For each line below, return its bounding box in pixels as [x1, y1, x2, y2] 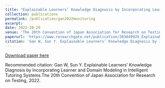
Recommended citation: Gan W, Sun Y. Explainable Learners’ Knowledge [5, 62, 152, 67]
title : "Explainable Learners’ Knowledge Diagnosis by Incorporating [5, 7, 151, 12]
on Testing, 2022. [5, 77, 41, 83]
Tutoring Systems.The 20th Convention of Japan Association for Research [5, 72, 156, 78]
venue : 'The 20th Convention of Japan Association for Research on [5, 30, 146, 35]
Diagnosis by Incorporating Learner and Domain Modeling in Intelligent [5, 67, 148, 73]
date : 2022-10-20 [5, 25, 41, 30]
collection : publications [5, 12, 58, 17]
